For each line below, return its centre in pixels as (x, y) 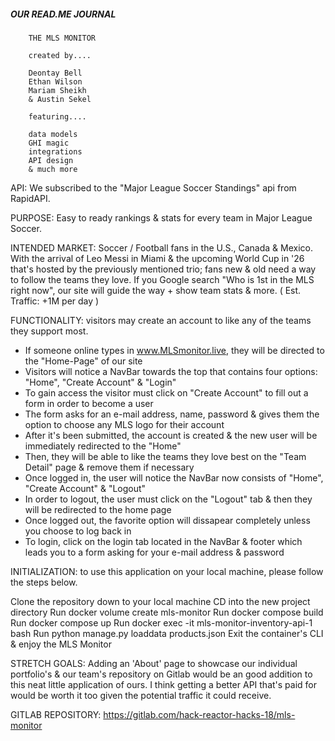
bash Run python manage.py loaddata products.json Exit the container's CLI (167, 633)
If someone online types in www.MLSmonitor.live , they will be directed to (174, 350)
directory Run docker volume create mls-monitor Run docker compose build (167, 612)
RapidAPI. (30, 198)
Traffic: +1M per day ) (55, 301)
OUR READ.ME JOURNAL (63, 14)
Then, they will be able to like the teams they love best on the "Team (165, 456)
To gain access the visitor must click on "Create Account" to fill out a (166, 392)
